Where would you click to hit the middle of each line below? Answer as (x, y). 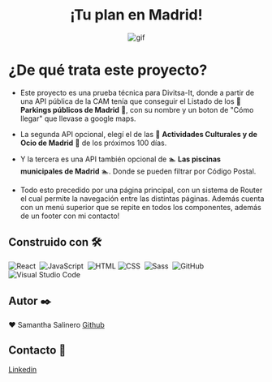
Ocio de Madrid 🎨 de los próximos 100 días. (93, 143)
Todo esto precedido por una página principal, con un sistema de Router (141, 190)
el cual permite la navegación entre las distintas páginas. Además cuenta (142, 198)
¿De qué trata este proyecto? (108, 70)
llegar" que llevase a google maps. (78, 118)
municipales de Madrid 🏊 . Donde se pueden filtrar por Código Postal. (138, 171)
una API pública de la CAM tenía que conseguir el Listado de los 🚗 (130, 101)
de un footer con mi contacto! (70, 216)
